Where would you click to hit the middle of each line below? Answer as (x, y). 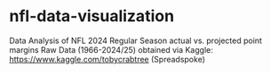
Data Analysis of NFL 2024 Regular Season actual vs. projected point (135, 40)
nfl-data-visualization (92, 16)
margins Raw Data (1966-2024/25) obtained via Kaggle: (111, 49)
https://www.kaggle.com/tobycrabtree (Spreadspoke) (108, 59)
